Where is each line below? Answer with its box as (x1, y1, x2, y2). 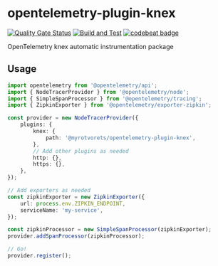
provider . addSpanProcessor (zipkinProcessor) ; (7, 233, 145, 240)
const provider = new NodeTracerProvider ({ (7, 115, 139, 122)
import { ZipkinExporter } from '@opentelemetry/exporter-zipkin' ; (7, 102, 212, 109)
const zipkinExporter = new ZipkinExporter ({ (7, 193, 145, 201)
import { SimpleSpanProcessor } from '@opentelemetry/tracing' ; (7, 95, 202, 102)
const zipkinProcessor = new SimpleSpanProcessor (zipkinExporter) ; (7, 226, 212, 233)
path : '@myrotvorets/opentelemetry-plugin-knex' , (45, 134, 196, 142)
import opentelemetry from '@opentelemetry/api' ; (7, 82, 158, 89)
